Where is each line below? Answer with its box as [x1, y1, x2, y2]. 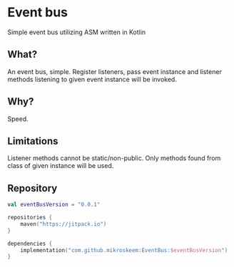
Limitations [7, 135, 58, 147]
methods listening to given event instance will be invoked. [7, 75, 177, 83]
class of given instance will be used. [7, 162, 114, 170]
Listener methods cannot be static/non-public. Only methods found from [7, 154, 221, 162]
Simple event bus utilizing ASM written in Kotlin [7, 28, 146, 36]
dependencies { [7, 240, 53, 247]
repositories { [7, 214, 53, 221]
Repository [7, 182, 58, 194]
